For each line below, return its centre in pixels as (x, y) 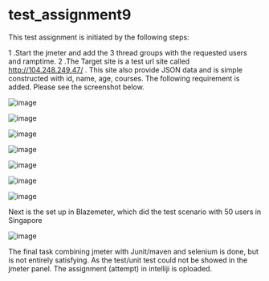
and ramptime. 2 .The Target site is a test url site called (99, 61)
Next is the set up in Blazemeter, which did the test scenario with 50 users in (135, 212)
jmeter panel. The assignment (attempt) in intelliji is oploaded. (110, 268)
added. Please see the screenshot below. (76, 87)
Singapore (25, 220)
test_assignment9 (70, 15)
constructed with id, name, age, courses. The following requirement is (124, 78)
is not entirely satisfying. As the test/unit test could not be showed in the (128, 260)
